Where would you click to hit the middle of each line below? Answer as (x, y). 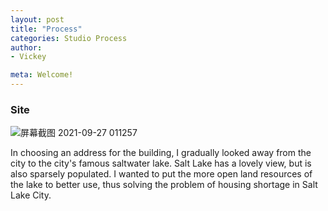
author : (26, 47)
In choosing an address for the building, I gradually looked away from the (161, 153)
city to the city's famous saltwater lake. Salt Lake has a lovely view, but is (161, 163)
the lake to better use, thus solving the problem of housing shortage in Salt (164, 185)
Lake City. (31, 195)
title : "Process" (46, 29)
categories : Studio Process (69, 38)
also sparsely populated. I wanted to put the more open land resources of (161, 174)
